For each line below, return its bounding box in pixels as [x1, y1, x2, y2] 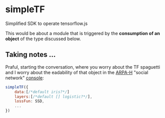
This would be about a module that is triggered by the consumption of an [5, 30, 160, 36]
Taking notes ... [5, 50, 56, 59]
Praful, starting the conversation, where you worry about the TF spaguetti [5, 64, 160, 70]
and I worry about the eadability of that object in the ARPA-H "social [5, 69, 149, 75]
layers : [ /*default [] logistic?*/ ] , [14, 94, 93, 99]
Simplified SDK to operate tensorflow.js [5, 20, 88, 26]
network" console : [5, 75, 44, 81]
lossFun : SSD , [14, 99, 44, 104]
